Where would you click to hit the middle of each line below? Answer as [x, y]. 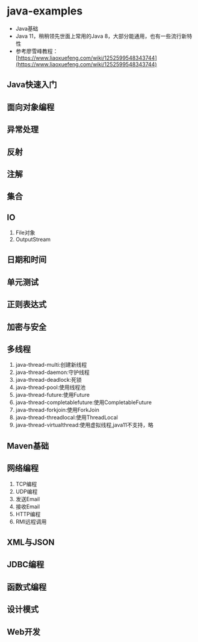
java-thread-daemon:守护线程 [52, 372]
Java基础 [27, 28]
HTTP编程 [28, 514]
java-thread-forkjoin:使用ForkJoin [57, 410]
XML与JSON [31, 542]
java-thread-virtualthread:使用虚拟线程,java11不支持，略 [85, 425]
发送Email [28, 499]
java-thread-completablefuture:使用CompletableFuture [84, 402]
